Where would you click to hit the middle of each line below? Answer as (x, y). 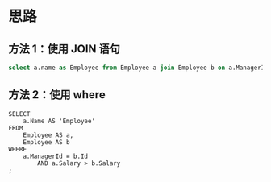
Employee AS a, (48, 135)
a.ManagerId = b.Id (56, 156)
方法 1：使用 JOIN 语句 (65, 49)
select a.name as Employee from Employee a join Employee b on (117, 68)
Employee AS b (46, 142)
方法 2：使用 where (57, 95)
